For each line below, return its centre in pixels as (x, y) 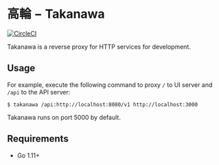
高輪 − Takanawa (56, 14)
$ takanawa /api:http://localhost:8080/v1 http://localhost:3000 (102, 104)
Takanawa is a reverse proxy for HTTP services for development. (99, 47)
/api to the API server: (39, 92)
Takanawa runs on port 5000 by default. (64, 117)
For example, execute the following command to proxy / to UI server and (110, 85)
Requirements (38, 139)
